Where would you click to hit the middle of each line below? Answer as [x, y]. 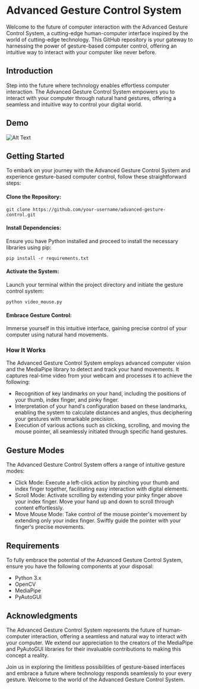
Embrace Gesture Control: [39, 315]
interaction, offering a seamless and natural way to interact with [109, 636]
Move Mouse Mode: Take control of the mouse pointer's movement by [101, 514]
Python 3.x [28, 578]
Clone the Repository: [34, 197]
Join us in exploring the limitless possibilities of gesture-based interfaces [96, 667]
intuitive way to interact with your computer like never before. [81, 52]
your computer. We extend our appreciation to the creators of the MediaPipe [99, 643]
